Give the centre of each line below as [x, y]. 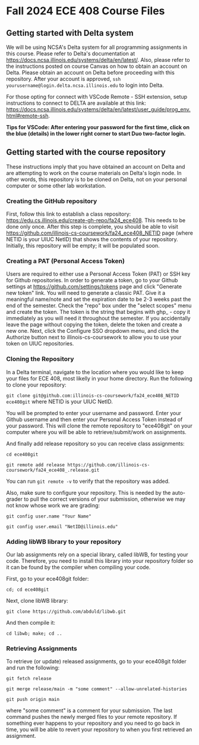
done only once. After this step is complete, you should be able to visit [92, 227]
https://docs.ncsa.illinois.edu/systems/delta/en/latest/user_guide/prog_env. [99, 109]
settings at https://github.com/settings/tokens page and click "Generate [94, 286]
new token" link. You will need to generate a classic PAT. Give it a [86, 293]
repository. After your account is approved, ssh [64, 79]
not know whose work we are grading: [53, 505]
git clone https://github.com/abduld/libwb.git [66, 612]
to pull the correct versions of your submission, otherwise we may [105, 499]
